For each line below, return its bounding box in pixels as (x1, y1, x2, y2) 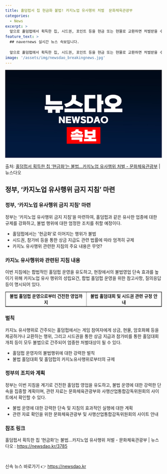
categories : (5, 13, 30, 18)
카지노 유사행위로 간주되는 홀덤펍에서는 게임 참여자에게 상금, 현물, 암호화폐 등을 (5, 327, 159, 333)
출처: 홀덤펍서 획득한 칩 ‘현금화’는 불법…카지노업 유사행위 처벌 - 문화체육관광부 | (5, 163, 161, 169)
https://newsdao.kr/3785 (16, 443, 68, 449)
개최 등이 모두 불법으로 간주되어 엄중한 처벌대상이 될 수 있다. (5, 339, 122, 345)
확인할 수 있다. (18, 394, 46, 400)
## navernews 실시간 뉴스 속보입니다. (9, 40, 80, 45)
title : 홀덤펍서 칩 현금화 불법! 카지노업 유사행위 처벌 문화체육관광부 (5, 8, 133, 13)
